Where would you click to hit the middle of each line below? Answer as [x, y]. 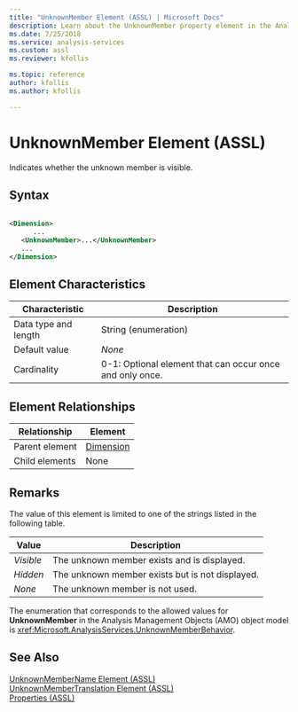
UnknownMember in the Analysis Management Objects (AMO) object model [149, 621]
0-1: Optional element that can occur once [191, 364]
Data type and [43, 325]
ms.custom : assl [39, 51]
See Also [34, 657]
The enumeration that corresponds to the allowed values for [119, 611]
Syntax [29, 195]
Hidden [29, 575]
